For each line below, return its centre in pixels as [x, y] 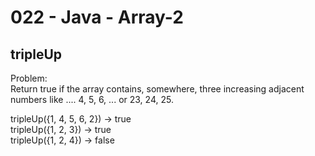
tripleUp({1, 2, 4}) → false [62, 140]
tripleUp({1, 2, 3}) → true [61, 129]
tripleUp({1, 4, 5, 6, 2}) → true [71, 119]
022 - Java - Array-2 [97, 17]
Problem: [29, 78]
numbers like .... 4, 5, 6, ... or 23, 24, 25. [92, 99]
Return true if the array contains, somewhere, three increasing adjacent [157, 89]
